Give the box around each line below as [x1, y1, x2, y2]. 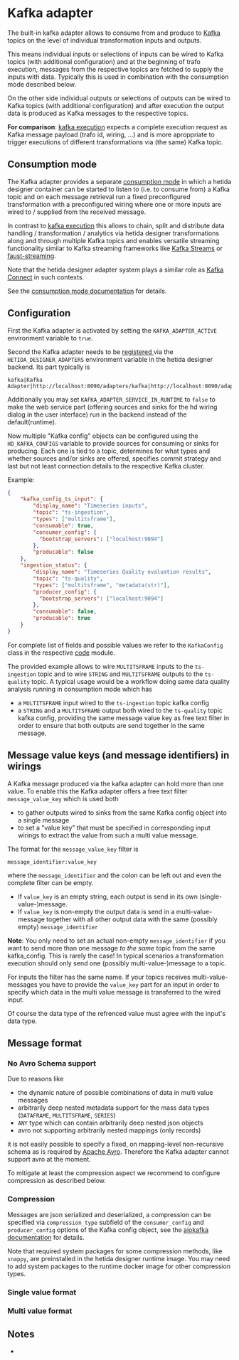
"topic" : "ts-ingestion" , [33, 509, 110, 516]
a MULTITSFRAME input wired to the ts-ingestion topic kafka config [17, 698, 210, 707]
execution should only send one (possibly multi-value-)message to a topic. [7, 958, 227, 968]
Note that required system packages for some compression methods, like [7, 1246, 223, 1255]
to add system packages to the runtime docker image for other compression [7, 1262, 231, 1270]
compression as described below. [7, 1177, 107, 1185]
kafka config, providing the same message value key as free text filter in [17, 713, 230, 722]
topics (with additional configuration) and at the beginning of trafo [7, 57, 201, 65]
